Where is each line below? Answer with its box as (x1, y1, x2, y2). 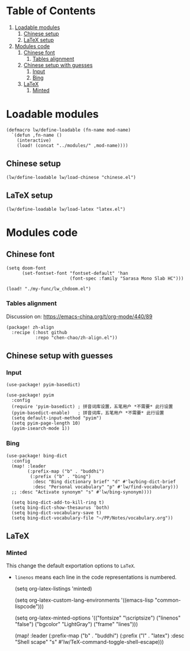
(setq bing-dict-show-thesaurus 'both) (11, 505, 110, 511)
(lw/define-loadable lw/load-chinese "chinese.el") (6, 174, 136, 180)
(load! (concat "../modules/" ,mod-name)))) (17, 142, 128, 149)
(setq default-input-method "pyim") (11, 415, 102, 421)
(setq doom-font (6, 265, 46, 271)
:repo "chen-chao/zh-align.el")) (35, 335, 118, 341)
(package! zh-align (6, 324, 54, 330)
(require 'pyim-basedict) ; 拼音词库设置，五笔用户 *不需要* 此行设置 (11, 404, 173, 410)
